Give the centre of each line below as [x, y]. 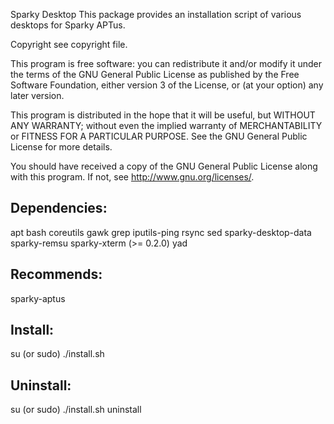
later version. [37, 95]
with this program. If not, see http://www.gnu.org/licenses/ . [132, 177]
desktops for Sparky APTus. [68, 25]
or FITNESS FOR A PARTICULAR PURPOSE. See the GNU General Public [159, 136]
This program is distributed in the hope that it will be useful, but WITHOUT [163, 115]
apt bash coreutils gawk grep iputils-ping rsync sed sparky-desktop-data [161, 232]
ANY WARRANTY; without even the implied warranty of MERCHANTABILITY [166, 125]
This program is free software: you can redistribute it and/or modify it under [166, 63]
